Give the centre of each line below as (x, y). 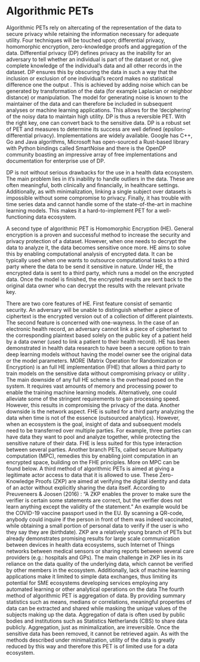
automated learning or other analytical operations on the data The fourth (95, 589)
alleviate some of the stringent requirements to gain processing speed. (93, 399)
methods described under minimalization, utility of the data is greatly (91, 640)
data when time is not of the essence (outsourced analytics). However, (93, 418)
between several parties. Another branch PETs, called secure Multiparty (95, 449)
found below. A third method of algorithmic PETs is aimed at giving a (90, 468)
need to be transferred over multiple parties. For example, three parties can (99, 430)
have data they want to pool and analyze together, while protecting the (93, 437)
